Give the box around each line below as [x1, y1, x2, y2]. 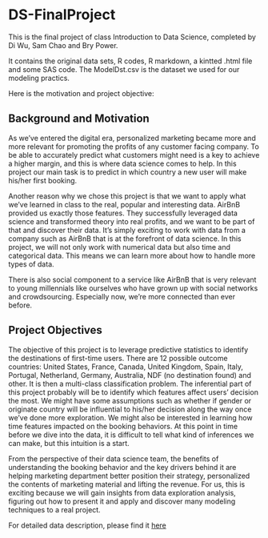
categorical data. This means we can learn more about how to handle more [8, 251, 256, 260]
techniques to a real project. [8, 504, 102, 514]
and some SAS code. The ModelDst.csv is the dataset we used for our [8, 64, 240, 74]
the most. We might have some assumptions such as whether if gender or [8, 395, 252, 405]
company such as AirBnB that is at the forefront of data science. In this [8, 234, 242, 243]
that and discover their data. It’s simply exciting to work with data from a [8, 225, 246, 235]
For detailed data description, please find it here [8, 520, 166, 530]
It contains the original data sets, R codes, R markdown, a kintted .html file [8, 56, 253, 66]
